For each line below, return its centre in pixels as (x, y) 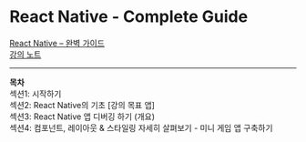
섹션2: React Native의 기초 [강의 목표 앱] (82, 105)
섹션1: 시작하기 (36, 94)
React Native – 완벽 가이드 (57, 43)
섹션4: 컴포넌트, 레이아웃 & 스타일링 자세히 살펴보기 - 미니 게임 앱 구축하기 (141, 127)
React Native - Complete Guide (129, 17)
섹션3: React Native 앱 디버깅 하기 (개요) (82, 117)
